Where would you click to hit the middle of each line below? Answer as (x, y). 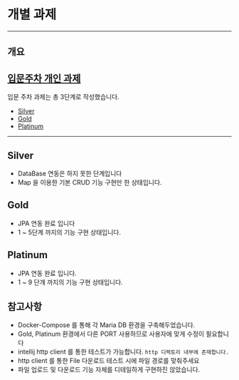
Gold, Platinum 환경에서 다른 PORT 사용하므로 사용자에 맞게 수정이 (111, 334)
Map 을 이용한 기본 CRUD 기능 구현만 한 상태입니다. (90, 182)
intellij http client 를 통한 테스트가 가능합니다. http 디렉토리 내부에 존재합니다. (123, 352)
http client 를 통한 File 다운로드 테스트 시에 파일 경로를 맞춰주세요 (108, 361)
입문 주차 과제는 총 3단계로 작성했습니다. (63, 97)
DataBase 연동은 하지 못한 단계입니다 (70, 173)
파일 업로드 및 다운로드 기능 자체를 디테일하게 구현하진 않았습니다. (109, 370)
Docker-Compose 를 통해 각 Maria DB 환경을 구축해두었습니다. (106, 325)
